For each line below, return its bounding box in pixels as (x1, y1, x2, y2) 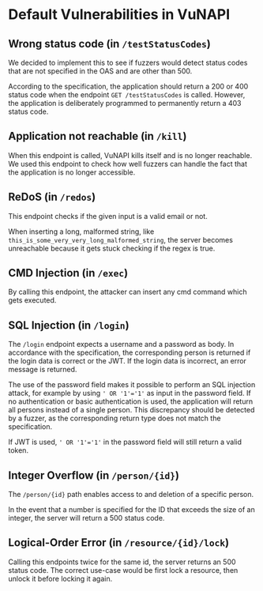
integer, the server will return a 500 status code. (8, 514, 165, 523)
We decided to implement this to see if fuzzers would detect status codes (8, 58, 248, 67)
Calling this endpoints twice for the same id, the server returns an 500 (8, 557, 236, 567)
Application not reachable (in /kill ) (8, 130, 187, 143)
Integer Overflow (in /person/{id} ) (8, 469, 180, 482)
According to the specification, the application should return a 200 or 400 (8, 81, 249, 91)
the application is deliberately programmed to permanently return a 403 (8, 99, 242, 107)
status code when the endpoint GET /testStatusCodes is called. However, (8, 90, 246, 100)
